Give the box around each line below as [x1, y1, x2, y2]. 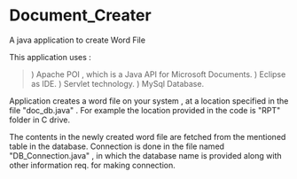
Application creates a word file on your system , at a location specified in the [9, 95, 289, 106]
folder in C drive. [9, 114, 71, 125]
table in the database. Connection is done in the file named [9, 141, 224, 152]
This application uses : [9, 51, 91, 62]
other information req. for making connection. [9, 160, 176, 170]
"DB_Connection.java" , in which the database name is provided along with [9, 150, 282, 160]
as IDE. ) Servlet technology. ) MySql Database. [30, 78, 205, 89]
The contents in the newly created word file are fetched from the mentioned [9, 131, 286, 142]
